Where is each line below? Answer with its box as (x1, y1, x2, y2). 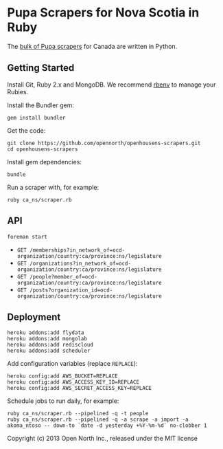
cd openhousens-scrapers (7, 146, 78, 153)
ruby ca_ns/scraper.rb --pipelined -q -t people (7, 410, 149, 417)
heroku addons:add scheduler (7, 347, 91, 355)
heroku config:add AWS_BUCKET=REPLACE (7, 373, 118, 380)
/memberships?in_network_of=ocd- (30, 246, 126, 254)
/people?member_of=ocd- (30, 273, 97, 280)
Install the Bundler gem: (7, 101, 74, 109)
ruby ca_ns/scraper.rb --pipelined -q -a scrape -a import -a (7, 416, 189, 424)
